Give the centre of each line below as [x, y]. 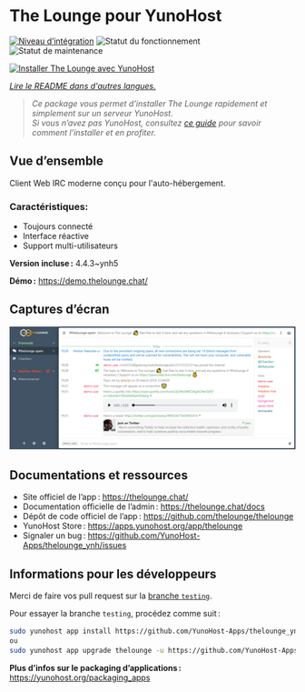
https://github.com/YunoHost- [144, 536]
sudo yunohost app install [60, 632]
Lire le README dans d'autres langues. [83, 85]
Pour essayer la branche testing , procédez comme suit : [115, 614]
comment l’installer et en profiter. [93, 132]
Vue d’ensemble [57, 161]
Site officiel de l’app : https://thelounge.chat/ [105, 497]
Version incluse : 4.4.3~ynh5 [64, 264]
